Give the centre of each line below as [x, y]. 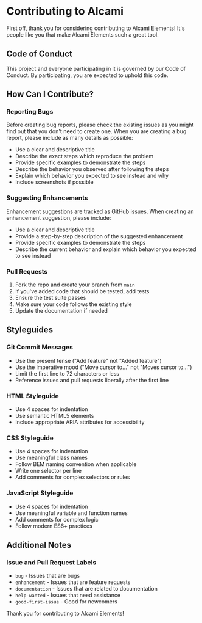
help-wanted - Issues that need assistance [68, 595]
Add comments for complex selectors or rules [72, 477]
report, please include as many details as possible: [70, 138]
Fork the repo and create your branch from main [75, 285]
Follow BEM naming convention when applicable [76, 464]
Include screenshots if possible [54, 182]
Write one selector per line [48, 471]
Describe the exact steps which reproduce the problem [84, 156]
